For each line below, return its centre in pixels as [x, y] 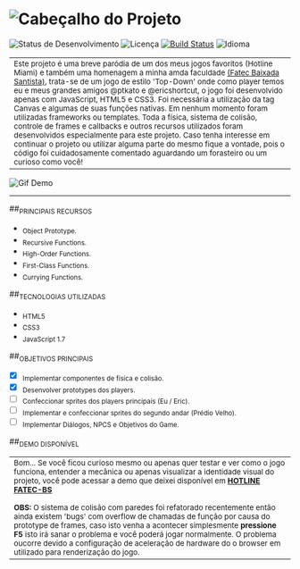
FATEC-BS [33, 490]
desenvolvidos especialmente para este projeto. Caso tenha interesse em [142, 135]
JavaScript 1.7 [44, 339]
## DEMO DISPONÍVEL [44, 442]
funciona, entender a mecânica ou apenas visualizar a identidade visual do [144, 472]
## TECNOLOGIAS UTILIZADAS [58, 295]
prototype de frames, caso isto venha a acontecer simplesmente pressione [145, 526]
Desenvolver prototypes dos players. [79, 390]
